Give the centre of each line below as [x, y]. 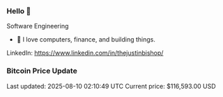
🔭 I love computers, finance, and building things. [86, 39]
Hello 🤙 [19, 11]
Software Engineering [38, 26]
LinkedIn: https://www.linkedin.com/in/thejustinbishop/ [85, 53]
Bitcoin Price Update [42, 71]
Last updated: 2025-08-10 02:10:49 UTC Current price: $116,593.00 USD [111, 86]
